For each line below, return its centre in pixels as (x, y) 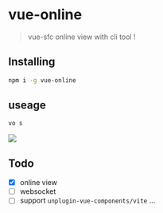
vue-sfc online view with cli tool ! (81, 37)
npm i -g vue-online (43, 80)
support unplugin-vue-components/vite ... (87, 200)
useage (27, 105)
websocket (38, 191)
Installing (32, 62)
